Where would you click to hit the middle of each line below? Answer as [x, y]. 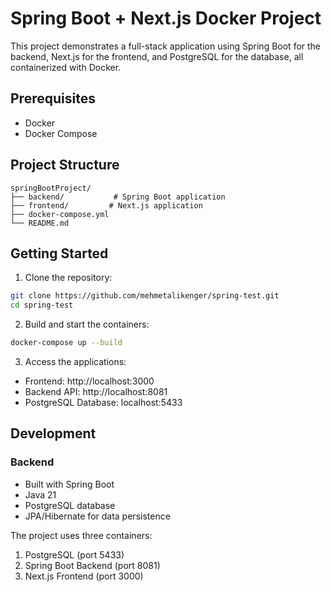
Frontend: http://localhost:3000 [89, 381]
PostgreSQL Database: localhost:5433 [103, 402]
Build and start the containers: [87, 324]
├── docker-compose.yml [60, 214]
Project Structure [65, 165]
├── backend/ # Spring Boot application [118, 197]
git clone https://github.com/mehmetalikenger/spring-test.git [145, 296]
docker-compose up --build [66, 343]
